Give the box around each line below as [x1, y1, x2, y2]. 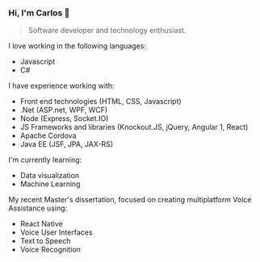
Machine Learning [19, 179, 81, 189]
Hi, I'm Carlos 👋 [8, 7, 70, 19]
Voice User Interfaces [19, 227, 93, 237]
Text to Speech [19, 236, 71, 246]
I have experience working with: [8, 81, 115, 91]
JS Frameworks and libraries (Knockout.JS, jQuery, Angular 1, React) [19, 123, 249, 132]
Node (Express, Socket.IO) [19, 114, 109, 123]
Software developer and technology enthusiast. [27, 26, 187, 35]
